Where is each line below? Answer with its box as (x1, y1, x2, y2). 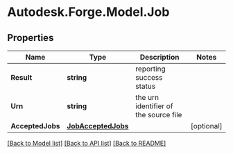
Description (139, 53, 180, 62)
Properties (7, 32, 54, 44)
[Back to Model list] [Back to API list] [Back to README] (7, 139, 166, 147)
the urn (135, 93, 159, 102)
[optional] (190, 121, 223, 130)
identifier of (135, 101, 173, 111)
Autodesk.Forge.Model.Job (7, 4, 170, 20)
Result (10, 73, 33, 82)
